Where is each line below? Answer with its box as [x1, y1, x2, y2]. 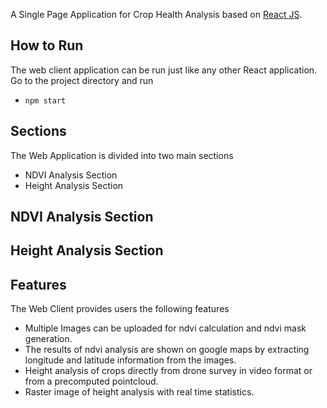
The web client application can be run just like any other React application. [10, 64, 318, 76]
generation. [24, 333, 73, 345]
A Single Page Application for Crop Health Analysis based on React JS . [10, 9, 303, 20]
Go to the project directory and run [10, 74, 154, 86]
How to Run [10, 37, 84, 54]
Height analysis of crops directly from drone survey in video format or [24, 365, 313, 377]
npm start [24, 95, 67, 106]
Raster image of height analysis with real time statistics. [24, 386, 255, 398]
